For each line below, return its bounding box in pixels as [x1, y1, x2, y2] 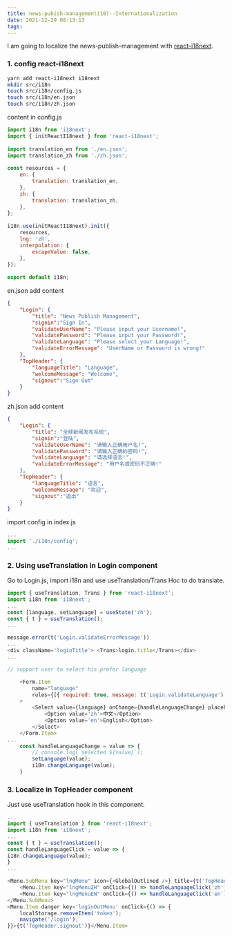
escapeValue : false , [32, 248, 91, 256]
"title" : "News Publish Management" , [32, 312, 140, 320]
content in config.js [7, 113, 62, 122]
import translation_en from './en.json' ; [7, 146, 128, 153]
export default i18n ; [7, 274, 70, 281]
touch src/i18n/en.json [7, 94, 76, 101]
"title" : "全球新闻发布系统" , [32, 428, 110, 435]
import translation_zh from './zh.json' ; [7, 152, 128, 159]
